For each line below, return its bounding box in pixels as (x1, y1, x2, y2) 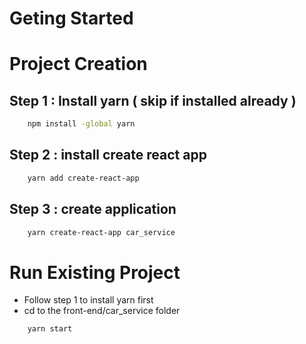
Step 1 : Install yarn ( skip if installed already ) (9, 92, 297, 109)
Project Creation (9, 53, 148, 76)
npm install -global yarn (27, 119, 136, 129)
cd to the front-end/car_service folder (23, 305, 181, 317)
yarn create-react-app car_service (27, 227, 176, 237)
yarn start (27, 324, 73, 334)
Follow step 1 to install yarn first (23, 294, 154, 306)
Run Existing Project (9, 261, 181, 284)
